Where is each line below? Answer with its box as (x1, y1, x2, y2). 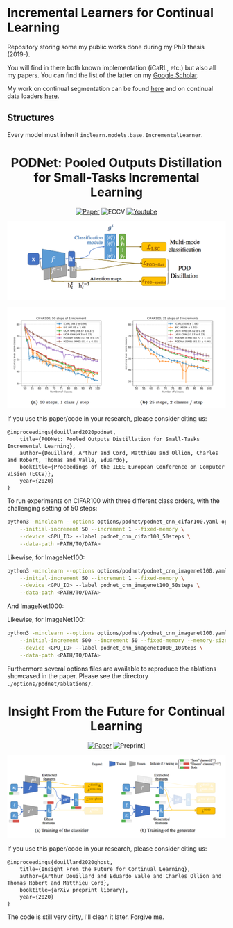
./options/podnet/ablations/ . (7, 679, 94, 687)
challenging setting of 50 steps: (7, 504, 98, 513)
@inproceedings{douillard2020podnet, (7, 429, 116, 436)
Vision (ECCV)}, (7, 471, 54, 478)
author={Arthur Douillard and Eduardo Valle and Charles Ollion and (19, 872, 222, 879)
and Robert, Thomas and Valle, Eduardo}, (7, 457, 129, 464)
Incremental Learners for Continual (7, 5, 214, 21)
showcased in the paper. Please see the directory (7, 671, 149, 680)
